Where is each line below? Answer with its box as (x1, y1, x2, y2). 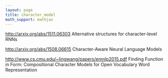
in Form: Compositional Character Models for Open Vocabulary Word (5, 62, 150, 68)
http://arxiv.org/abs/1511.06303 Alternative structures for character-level (5, 31, 157, 37)
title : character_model (5, 12, 56, 17)
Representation (5, 67, 37, 73)
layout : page (5, 7, 33, 13)
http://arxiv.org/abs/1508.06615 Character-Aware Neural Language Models (5, 46, 162, 53)
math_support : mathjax (5, 17, 53, 22)
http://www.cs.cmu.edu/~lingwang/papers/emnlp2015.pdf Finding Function (5, 56, 163, 62)
